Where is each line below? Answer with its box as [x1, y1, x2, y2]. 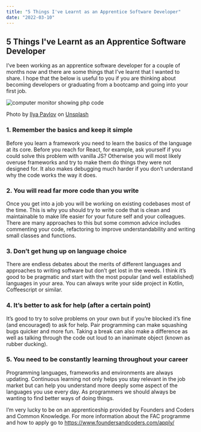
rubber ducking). [6, 340, 48, 347]
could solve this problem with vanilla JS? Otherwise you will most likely [6, 152, 182, 159]
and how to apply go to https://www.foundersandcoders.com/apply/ [6, 419, 175, 426]
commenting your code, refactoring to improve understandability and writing [6, 225, 196, 233]
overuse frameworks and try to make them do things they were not [6, 159, 172, 166]
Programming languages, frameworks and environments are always [6, 369, 173, 376]
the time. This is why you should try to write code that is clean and [6, 206, 170, 213]
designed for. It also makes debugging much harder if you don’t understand [6, 165, 193, 172]
